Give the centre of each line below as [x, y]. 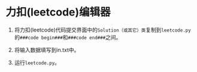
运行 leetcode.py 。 [37, 62]
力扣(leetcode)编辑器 [58, 12]
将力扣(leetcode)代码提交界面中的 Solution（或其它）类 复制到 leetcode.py [102, 30]
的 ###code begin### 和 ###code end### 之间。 [68, 37]
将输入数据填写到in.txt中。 [47, 50]
